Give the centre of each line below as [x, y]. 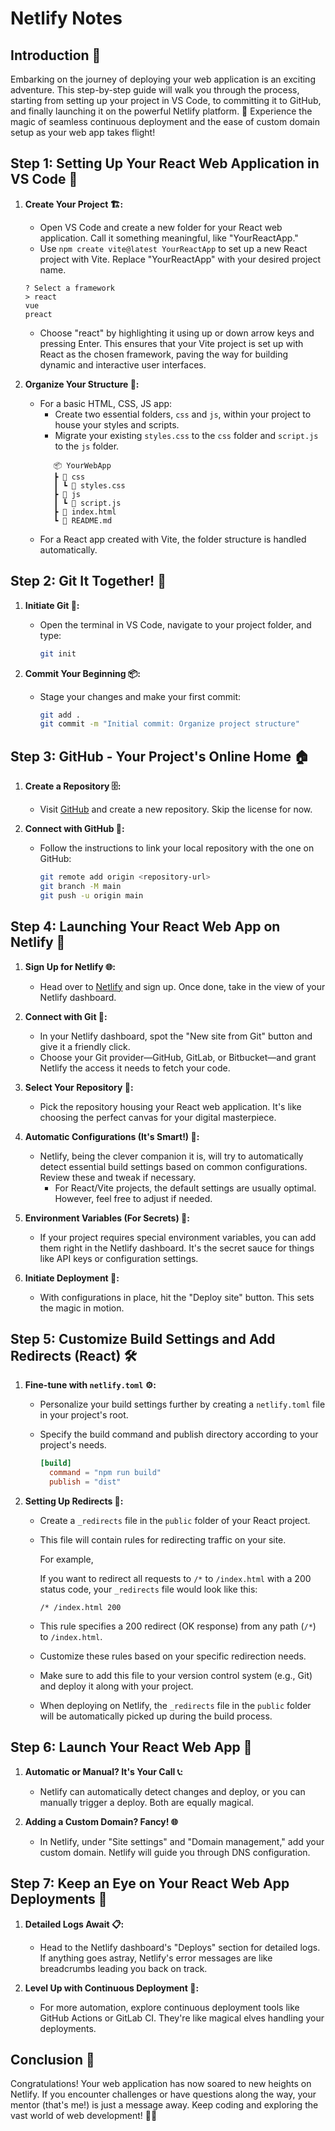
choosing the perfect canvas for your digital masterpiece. [158, 1117]
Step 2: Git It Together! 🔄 [88, 581]
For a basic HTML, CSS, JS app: [106, 403]
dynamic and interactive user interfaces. [123, 364]
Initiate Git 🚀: [52, 605]
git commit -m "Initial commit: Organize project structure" [169, 724]
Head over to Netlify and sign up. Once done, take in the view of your [182, 986]
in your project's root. [84, 1415]
